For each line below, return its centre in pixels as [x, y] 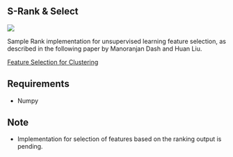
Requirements [38, 84]
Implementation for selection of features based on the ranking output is [119, 139]
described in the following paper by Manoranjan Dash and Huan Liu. [105, 49]
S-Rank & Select [43, 11]
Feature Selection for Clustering [53, 62]
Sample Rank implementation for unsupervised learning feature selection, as [116, 41]
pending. [30, 147]
